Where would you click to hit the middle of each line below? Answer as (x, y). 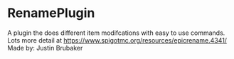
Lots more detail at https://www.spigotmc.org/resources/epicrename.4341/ (117, 40)
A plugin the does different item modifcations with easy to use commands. (116, 33)
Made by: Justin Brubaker (45, 48)
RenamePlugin (51, 13)
